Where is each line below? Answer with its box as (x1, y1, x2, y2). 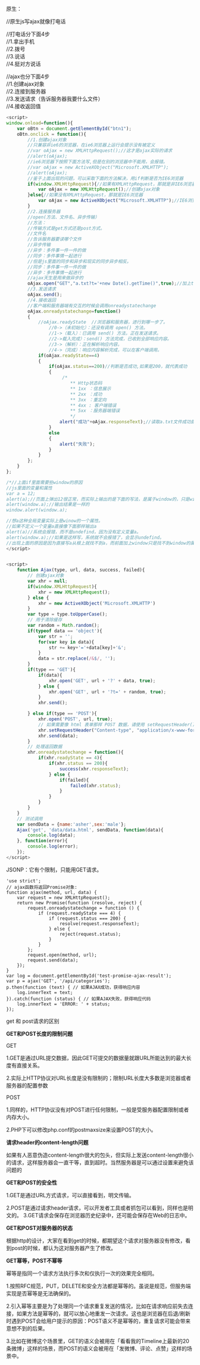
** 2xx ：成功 (70, 391, 102, 397)
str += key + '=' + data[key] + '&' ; (48, 645, 127, 651)
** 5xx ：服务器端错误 (70, 408, 120, 414)
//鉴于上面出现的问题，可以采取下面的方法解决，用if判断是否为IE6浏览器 (27, 175, 184, 182)
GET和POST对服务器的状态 (6, 1224, 73, 1231)
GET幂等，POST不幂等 (6, 1257, 62, 1264)
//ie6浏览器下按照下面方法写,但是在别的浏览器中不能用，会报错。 (27, 159, 168, 165)
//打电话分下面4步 (6, 30, 51, 38)
